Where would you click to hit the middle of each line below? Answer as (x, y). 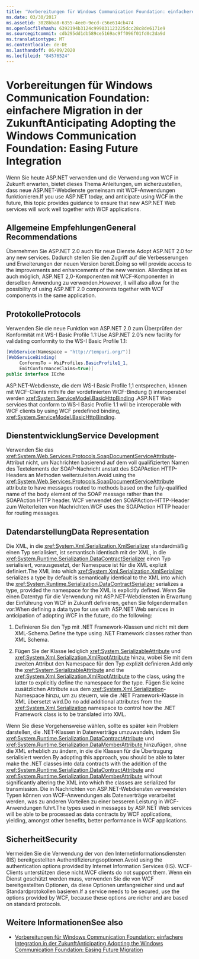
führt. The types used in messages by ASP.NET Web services (118, 808)
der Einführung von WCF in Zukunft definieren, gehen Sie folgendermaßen (97, 603)
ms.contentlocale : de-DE (37, 45)
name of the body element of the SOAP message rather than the (84, 494)
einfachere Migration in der (75, 110)
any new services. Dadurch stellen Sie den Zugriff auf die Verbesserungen (97, 258)
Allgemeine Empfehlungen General (71, 227)
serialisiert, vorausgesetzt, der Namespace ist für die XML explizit (86, 565)
